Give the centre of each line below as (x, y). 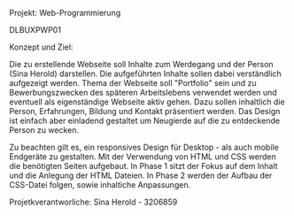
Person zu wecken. (44, 130)
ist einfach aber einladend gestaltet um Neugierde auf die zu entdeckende (145, 120)
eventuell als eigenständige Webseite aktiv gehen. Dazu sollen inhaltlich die (147, 102)
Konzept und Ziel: (41, 47)
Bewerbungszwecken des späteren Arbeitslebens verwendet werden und (143, 93)
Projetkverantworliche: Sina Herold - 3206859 (93, 202)
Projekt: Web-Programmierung (65, 13)
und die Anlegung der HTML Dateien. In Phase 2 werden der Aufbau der (141, 175)
